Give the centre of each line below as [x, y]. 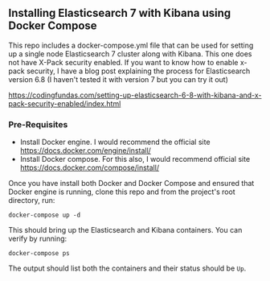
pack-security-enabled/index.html [65, 103]
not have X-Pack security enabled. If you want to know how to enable [123, 62]
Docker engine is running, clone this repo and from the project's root [122, 192]
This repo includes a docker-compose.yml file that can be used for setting [131, 45]
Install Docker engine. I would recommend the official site [115, 142]
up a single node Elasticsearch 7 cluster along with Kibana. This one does [130, 54]
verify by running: [38, 239]
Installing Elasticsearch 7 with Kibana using [120, 13]
